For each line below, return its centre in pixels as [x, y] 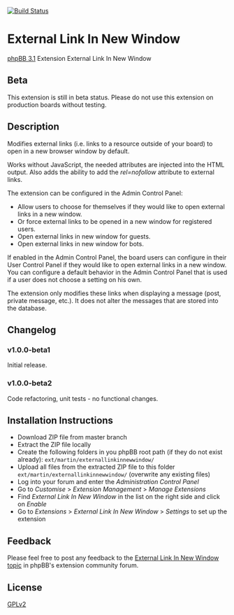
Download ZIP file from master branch [72, 437]
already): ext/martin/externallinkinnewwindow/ [86, 460]
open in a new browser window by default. [68, 151]
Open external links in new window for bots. [81, 243]
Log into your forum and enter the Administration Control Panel [108, 482]
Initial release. [27, 365]
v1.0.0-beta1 [29, 350]
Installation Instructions [60, 420]
